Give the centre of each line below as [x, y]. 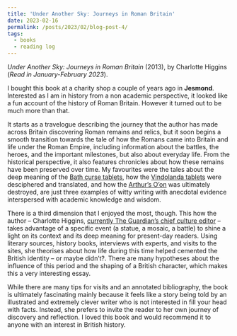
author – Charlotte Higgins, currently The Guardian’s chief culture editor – [114, 221]
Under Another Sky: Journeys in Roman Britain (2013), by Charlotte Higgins [117, 67]
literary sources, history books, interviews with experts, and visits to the [112, 243]
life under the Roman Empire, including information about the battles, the [113, 147]
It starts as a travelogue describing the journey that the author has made [112, 124]
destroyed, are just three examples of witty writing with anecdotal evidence [117, 192]
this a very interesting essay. [49, 273]
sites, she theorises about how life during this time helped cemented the [112, 251]
